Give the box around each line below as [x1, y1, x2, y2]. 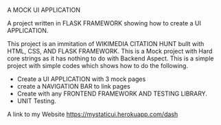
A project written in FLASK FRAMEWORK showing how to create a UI [7, 19, 201, 27]
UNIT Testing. [16, 97, 56, 105]
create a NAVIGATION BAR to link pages [16, 82, 130, 90]
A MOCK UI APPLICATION [7, 6, 81, 14]
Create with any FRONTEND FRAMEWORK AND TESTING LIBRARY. [16, 89, 208, 98]
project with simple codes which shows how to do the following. [7, 62, 189, 69]
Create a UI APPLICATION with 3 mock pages [16, 75, 146, 83]
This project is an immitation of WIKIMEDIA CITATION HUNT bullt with [7, 40, 205, 47]
